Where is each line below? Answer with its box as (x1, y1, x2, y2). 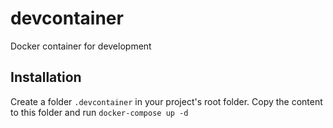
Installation (10, 69, 82, 86)
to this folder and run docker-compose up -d (10, 106, 189, 118)
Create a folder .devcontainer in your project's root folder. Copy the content (10, 95, 323, 107)
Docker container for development (10, 40, 152, 52)
